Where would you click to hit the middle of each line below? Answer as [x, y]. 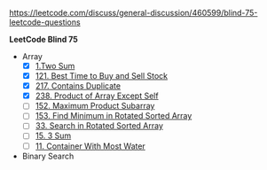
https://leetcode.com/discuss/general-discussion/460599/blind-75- [133, 13]
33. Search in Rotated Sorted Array [99, 126]
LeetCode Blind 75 [43, 39]
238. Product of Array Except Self [97, 96]
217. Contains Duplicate [78, 86]
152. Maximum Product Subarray [95, 106]
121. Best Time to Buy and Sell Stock [102, 76]
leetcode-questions [45, 22]
